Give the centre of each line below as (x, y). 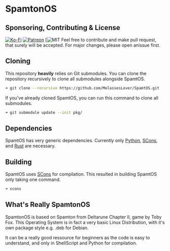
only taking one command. (33, 180)
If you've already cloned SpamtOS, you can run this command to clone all (82, 98)
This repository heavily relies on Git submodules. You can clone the (76, 73)
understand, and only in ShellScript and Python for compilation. (71, 243)
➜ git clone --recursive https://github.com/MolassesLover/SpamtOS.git (82, 88)
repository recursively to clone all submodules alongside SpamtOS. (75, 79)
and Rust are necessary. (30, 146)
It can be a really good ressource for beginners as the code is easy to (78, 237)
